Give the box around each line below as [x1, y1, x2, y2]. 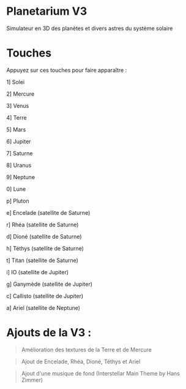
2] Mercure [6, 90, 35, 98]
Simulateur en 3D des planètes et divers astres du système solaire [6, 25, 173, 32]
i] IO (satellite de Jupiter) [6, 268, 69, 275]
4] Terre [6, 114, 27, 121]
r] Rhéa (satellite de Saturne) [6, 221, 79, 228]
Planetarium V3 [6, 4, 87, 18]
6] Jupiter [6, 137, 31, 145]
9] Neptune [6, 173, 35, 180]
